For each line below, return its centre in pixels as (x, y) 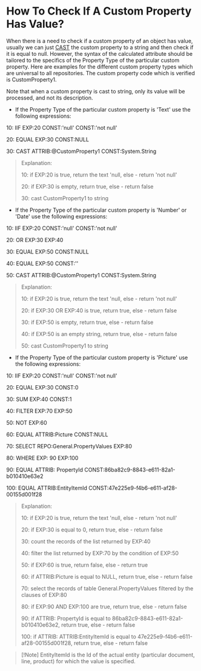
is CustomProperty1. (31, 79)
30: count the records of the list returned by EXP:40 (86, 541)
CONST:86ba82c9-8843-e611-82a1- (130, 470)
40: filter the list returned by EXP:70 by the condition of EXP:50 (100, 553)
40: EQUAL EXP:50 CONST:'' (42, 263)
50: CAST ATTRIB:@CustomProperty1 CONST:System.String (81, 275)
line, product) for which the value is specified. (78, 661)
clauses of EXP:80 (44, 595)
